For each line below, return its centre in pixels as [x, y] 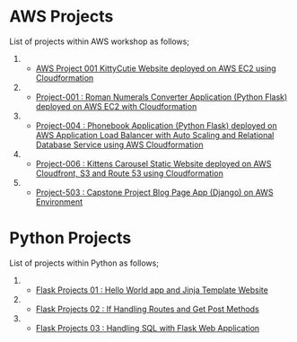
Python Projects [70, 238]
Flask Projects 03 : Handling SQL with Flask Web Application [148, 328]
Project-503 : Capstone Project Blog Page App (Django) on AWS [154, 192]
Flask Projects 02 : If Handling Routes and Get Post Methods [148, 309]
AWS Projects [61, 17]
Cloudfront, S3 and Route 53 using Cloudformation [130, 173]
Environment [59, 202]
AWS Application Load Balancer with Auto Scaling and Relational [155, 135]
